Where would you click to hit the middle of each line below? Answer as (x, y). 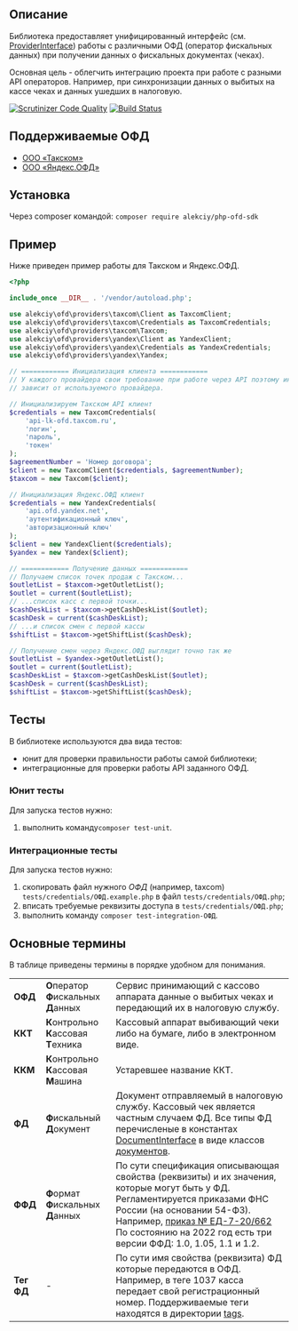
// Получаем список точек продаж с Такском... (97, 577)
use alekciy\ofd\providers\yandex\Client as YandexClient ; (121, 339)
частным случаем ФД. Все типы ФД (193, 1118)
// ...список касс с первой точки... (79, 602)
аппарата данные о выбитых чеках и (194, 997)
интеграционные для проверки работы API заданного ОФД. (136, 767)
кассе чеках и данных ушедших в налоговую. (96, 91)
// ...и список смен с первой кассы (77, 626)
